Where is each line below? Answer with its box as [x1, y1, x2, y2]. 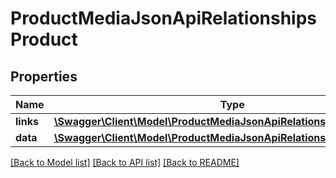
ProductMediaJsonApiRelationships [10, 7, 318, 30]
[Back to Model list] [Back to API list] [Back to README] [10, 157, 240, 168]
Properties [10, 68, 78, 85]
